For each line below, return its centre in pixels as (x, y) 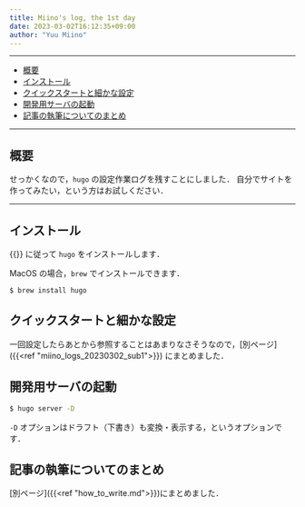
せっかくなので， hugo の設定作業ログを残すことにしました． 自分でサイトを (151, 179)
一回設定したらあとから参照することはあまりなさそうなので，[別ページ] (143, 344)
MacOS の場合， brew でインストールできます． (97, 273)
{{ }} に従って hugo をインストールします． (87, 254)
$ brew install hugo (49, 291)
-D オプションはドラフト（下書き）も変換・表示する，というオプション (142, 427)
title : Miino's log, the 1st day (73, 18)
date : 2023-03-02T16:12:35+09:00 (73, 26)
